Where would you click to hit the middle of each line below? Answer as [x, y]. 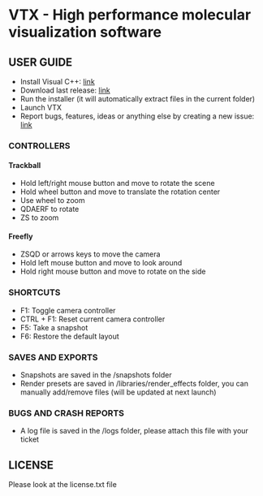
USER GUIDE [41, 62]
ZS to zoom [39, 218]
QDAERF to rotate [50, 209]
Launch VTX [41, 108]
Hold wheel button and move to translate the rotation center [120, 192]
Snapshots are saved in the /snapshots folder [96, 374]
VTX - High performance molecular [130, 15]
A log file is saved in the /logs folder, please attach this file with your [134, 431]
